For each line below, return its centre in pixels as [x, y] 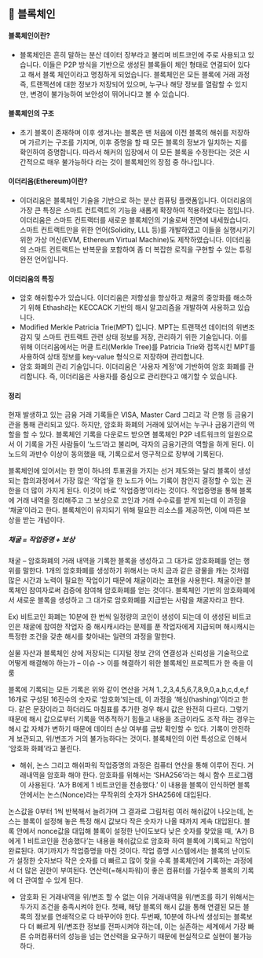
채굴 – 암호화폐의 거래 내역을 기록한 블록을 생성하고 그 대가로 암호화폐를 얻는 [125, 561]
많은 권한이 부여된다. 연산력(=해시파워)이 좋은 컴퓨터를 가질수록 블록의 [132, 871]
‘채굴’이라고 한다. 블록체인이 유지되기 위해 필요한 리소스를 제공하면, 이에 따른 [125, 510]
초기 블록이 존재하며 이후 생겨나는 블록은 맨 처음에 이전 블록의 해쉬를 [124, 132]
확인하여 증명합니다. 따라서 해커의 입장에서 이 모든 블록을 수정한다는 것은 [130, 152]
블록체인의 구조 [31, 113]
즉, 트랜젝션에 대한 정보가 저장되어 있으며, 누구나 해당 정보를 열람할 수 [126, 84]
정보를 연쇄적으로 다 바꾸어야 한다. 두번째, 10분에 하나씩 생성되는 [133, 917]
